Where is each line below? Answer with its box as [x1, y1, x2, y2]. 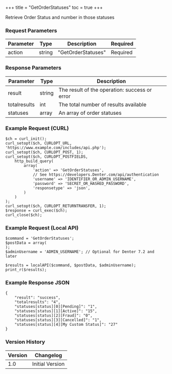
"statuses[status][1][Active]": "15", [14, 308, 97, 314]
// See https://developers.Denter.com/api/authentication [32, 172, 159, 177]
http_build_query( [14, 158, 54, 163]
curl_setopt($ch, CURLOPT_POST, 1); [5, 150, 83, 155]
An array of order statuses [58, 109, 122, 116]
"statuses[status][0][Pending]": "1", [14, 304, 97, 309]
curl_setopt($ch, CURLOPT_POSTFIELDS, [5, 154, 88, 159]
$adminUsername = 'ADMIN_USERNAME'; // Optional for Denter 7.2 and [5, 250, 155, 255]
